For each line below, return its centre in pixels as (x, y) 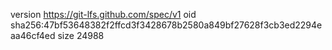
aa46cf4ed (33, 35)
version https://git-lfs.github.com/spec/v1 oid (103, 14)
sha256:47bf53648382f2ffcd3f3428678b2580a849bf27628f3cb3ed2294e (166, 25)
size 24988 (81, 35)
